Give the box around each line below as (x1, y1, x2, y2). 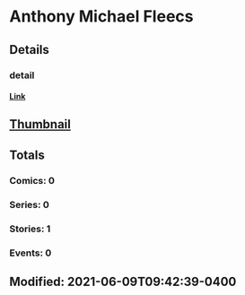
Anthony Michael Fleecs (9, 6, 194, 27)
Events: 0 (9, 247, 52, 259)
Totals (9, 147, 45, 162)
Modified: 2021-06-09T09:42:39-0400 (9, 273, 237, 289)
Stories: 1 (9, 222, 51, 235)
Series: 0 (9, 198, 49, 211)
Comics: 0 (9, 174, 56, 187)
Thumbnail (9, 117, 72, 132)
